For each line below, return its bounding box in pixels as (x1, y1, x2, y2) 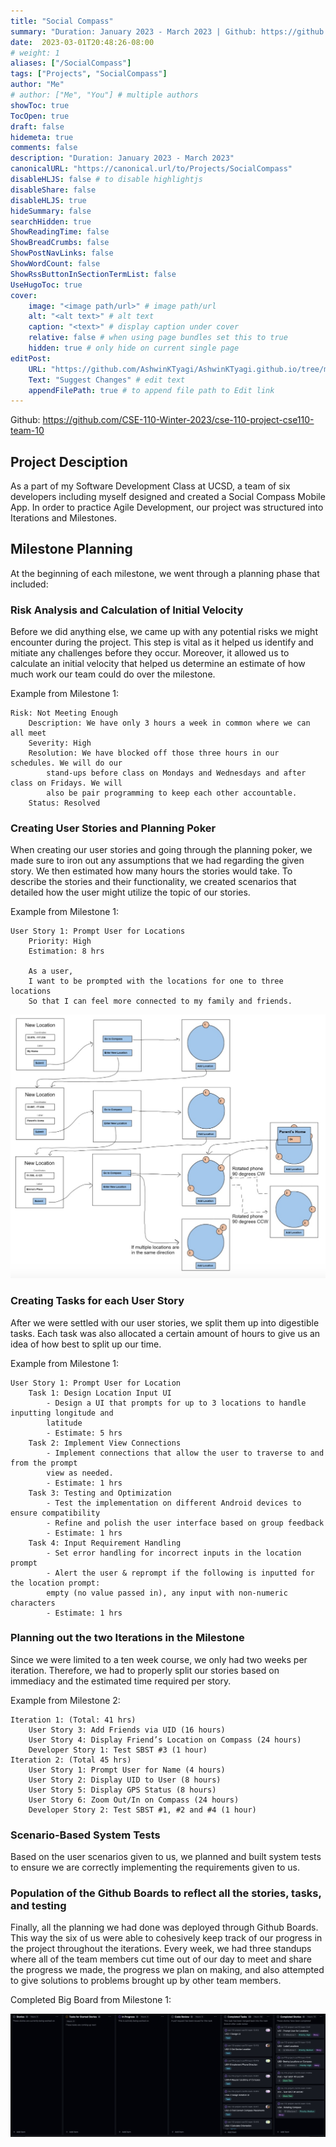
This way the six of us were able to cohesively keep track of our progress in (10, 1932, 323, 1944)
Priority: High (28, 936, 92, 947)
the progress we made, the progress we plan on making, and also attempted (10, 1964, 325, 1976)
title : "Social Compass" (10, 16, 114, 26)
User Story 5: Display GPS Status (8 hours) (28, 1785, 217, 1795)
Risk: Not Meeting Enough (10, 708, 118, 719)
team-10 (10, 425, 45, 437)
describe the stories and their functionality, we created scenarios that (10, 876, 297, 888)
